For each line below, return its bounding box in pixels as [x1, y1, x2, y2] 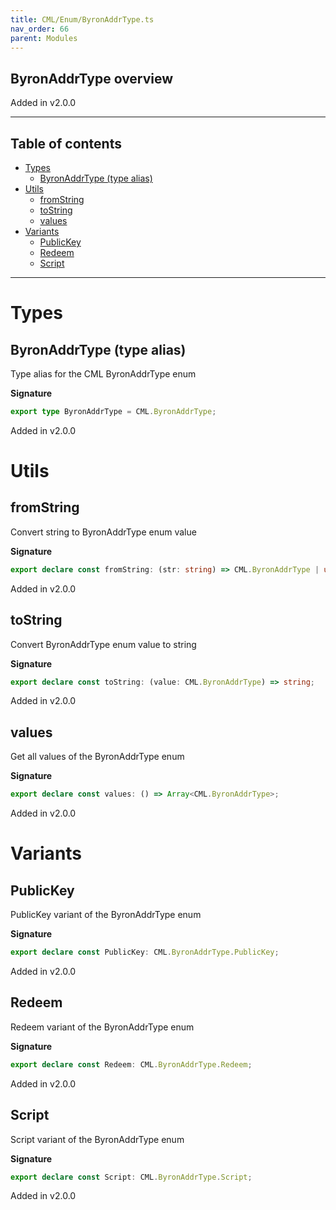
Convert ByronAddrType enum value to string [10, 638, 197, 650]
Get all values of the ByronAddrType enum [10, 751, 185, 763]
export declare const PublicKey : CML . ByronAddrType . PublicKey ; [10, 947, 280, 958]
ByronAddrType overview [10, 70, 174, 87]
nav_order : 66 [10, 24, 70, 34]
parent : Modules [10, 33, 78, 43]
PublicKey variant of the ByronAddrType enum [10, 909, 202, 921]
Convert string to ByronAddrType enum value [10, 526, 197, 538]
